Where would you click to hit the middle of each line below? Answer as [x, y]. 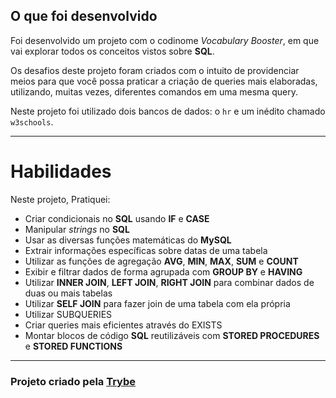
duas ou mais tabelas [68, 293]
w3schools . [32, 121]
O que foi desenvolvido [84, 16]
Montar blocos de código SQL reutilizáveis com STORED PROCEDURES [172, 335]
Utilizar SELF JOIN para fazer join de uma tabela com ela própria [157, 303]
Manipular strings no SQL [77, 229]
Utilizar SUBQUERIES [68, 314]
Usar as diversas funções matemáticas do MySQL [128, 240]
